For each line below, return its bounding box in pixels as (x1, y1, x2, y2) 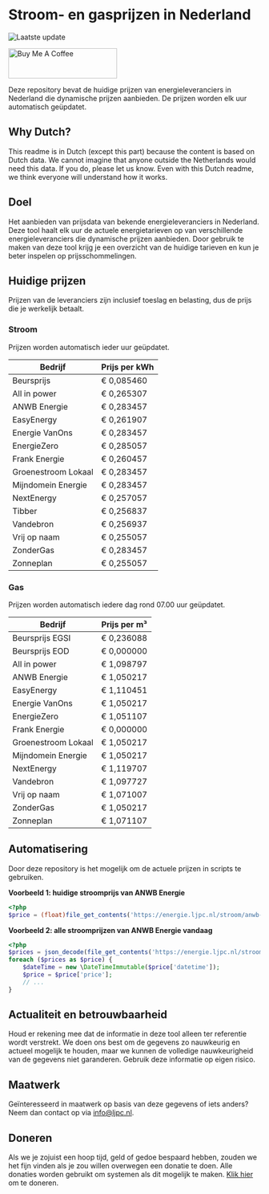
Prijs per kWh (101, 361, 155, 373)
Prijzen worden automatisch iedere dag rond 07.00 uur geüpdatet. (8, 600, 226, 609)
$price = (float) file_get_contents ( (8, 911, 130, 919)
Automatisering (8, 842, 88, 856)
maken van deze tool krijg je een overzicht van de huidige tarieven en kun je (8, 242, 259, 252)
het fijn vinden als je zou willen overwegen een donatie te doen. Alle (8, 1161, 233, 1171)
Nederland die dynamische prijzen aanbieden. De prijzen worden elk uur (8, 93, 247, 103)
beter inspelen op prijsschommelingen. (8, 251, 138, 260)
